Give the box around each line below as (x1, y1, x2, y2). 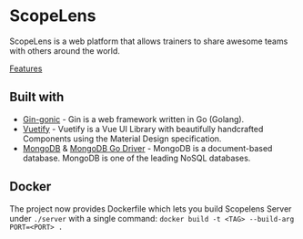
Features (9, 63, 43, 74)
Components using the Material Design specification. (22, 133, 222, 144)
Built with (9, 89, 65, 105)
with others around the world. (9, 45, 121, 56)
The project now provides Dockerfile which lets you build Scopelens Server (9, 203, 292, 214)
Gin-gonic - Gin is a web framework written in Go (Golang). (22, 113, 245, 124)
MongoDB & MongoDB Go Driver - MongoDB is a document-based (22, 142, 273, 153)
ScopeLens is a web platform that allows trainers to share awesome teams (9, 36, 288, 47)
